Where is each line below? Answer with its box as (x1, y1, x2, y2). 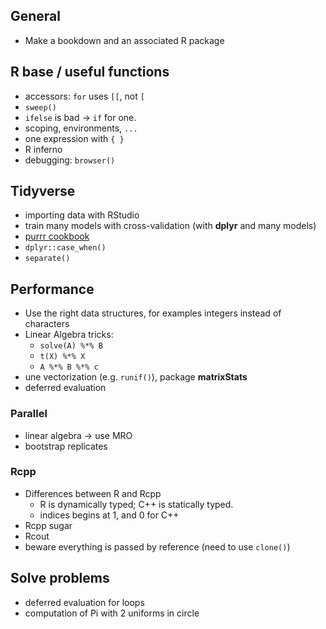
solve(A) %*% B (39, 341, 103, 351)
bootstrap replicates (24, 440, 108, 452)
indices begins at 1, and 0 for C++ (39, 509, 180, 521)
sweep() (24, 102, 57, 113)
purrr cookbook (24, 230, 90, 243)
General (10, 8, 62, 25)
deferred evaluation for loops (24, 596, 145, 608)
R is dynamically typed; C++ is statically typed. (39, 498, 234, 510)
